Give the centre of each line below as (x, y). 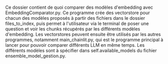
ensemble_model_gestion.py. (36, 56)
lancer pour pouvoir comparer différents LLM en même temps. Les (75, 45)
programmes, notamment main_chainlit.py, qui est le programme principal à (85, 40)
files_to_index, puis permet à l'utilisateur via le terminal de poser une (77, 23)
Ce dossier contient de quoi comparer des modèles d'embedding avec (79, 7)
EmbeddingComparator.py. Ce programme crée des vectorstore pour (78, 13)
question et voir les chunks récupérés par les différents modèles (73, 29)
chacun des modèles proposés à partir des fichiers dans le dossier (75, 18)
